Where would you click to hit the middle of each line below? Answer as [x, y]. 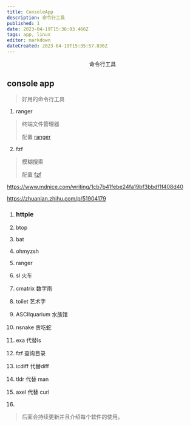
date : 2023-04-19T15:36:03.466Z [48, 29]
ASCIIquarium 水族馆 [42, 314]
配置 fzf [31, 174]
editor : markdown [29, 40]
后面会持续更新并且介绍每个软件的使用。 [72, 417]
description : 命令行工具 [36, 18]
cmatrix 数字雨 [34, 288]
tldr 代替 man [32, 379]
